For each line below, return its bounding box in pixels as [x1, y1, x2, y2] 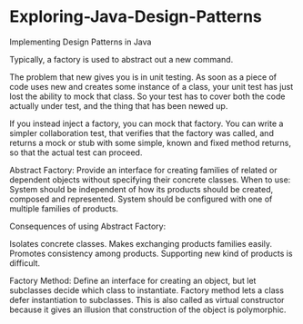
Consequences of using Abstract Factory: [9, 221, 167, 231]
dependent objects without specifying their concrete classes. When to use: [9, 174, 291, 185]
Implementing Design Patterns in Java [9, 36, 152, 47]
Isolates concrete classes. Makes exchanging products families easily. [9, 238, 273, 249]
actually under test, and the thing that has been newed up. [9, 100, 228, 111]
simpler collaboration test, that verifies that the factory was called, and [9, 127, 275, 138]
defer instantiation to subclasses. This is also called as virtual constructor [9, 294, 285, 305]
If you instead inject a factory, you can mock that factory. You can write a [9, 118, 284, 129]
